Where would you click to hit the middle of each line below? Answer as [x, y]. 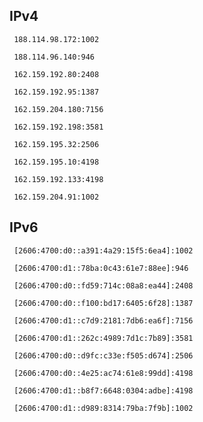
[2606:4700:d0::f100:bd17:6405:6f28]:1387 [103, 303]
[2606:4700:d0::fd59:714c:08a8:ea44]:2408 [103, 285]
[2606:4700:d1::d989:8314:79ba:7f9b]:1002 [103, 408]
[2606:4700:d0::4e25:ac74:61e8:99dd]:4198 [103, 373]
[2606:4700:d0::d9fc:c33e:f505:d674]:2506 [103, 355]
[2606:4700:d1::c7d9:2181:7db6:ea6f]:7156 [103, 320]
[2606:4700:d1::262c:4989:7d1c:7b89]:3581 [103, 338]
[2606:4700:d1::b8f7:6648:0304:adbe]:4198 [103, 390]
